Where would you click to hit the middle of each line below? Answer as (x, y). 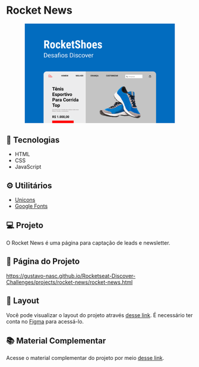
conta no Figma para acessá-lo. (45, 321)
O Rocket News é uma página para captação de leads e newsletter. (88, 243)
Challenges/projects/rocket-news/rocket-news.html (70, 282)
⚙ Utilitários (29, 186)
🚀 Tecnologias (33, 140)
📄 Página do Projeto (43, 262)
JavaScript (28, 167)
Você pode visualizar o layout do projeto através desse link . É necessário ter (99, 315)
